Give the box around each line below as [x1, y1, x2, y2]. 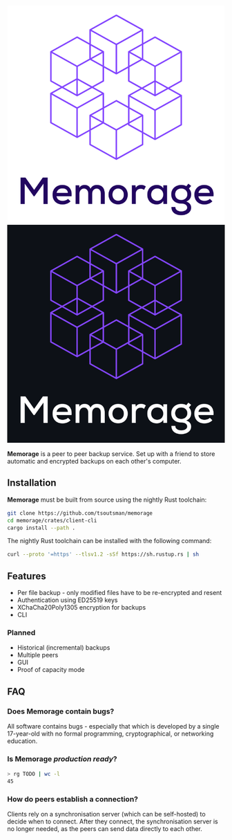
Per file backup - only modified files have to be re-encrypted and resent [17, 589, 222, 597]
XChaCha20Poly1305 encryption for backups [17, 603, 146, 612]
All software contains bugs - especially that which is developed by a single [7, 722, 220, 731]
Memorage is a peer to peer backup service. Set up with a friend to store [7, 450, 215, 458]
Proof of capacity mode [17, 666, 85, 674]
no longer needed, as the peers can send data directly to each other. [7, 825, 202, 833]
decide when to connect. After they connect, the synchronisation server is [7, 817, 219, 825]
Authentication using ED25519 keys [17, 596, 118, 604]
